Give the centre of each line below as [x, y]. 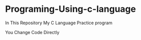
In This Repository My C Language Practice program [59, 23]
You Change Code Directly [32, 32]
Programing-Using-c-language [70, 9]
